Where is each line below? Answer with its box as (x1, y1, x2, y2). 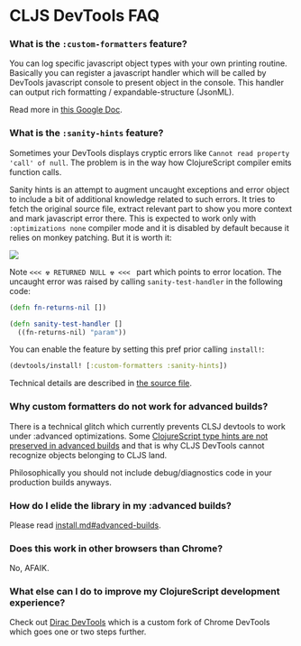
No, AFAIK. (9, 563, 50, 574)
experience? (9, 596, 66, 609)
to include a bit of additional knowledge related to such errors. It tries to (9, 193, 276, 204)
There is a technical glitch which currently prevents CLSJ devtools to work (9, 420, 286, 431)
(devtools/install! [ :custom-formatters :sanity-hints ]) (9, 362, 228, 371)
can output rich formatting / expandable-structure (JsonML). (9, 87, 234, 97)
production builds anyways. (9, 476, 113, 487)
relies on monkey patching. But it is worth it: (9, 232, 173, 243)
